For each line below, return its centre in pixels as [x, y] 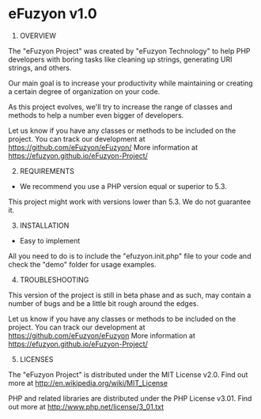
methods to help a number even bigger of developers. [96, 115]
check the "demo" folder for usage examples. [82, 264]
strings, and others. [40, 67]
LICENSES [36, 359]
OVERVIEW [38, 36]
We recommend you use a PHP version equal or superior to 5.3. [123, 186]
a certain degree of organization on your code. [84, 91]
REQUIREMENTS [47, 171]
